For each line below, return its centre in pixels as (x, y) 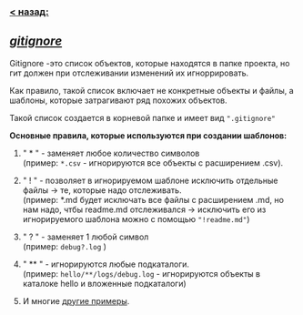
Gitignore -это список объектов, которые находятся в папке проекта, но (150, 63)
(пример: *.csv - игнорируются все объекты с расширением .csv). (153, 163)
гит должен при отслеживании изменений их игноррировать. (129, 73)
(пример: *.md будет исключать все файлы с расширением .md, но (153, 199)
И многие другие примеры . (76, 300)
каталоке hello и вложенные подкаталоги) (104, 283)
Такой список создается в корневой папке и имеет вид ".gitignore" (142, 117)
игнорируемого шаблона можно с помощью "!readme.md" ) (136, 218)
